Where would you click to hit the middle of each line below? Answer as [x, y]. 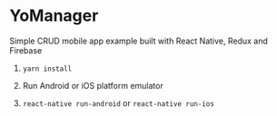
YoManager [54, 16]
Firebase [26, 50]
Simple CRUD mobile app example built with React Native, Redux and [138, 41]
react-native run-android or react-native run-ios [119, 103]
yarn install [47, 69]
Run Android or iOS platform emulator [93, 85]
